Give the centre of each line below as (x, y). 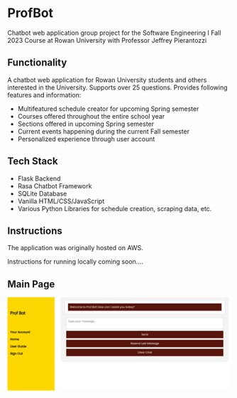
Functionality (37, 63)
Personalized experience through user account (86, 139)
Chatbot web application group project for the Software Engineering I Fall (114, 33)
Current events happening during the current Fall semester (104, 131)
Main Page (31, 284)
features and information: (44, 95)
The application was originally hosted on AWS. (75, 248)
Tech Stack (33, 161)
